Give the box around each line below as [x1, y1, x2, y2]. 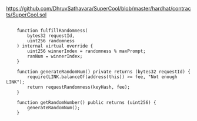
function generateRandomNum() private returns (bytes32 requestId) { [16, 69, 191, 75]
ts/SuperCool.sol [6, 11, 47, 18]
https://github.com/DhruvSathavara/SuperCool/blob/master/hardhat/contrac [6, 5, 191, 12]
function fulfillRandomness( [16, 28, 88, 33]
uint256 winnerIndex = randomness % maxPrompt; [27, 48, 146, 54]
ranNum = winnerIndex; [27, 53, 83, 59]
